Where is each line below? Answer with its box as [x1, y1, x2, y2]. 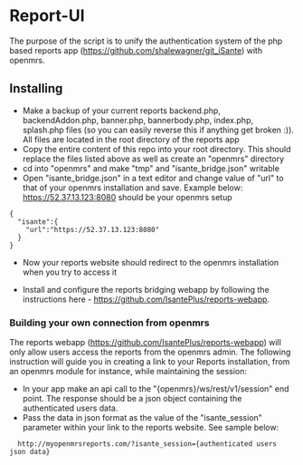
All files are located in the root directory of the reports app [22, 133, 240, 145]
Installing [9, 81, 63, 96]
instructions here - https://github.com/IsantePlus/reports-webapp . [22, 294, 270, 305]
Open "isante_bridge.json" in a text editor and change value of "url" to [22, 172, 284, 183]
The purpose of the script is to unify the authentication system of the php [9, 35, 283, 46]
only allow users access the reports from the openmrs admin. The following [9, 346, 291, 358]
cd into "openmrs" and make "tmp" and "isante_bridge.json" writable [22, 162, 280, 173]
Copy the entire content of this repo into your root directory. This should [22, 143, 291, 154]
